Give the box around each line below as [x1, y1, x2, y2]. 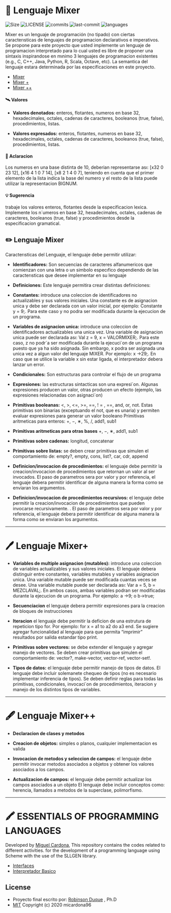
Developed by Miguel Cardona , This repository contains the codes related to [5, 842, 165, 848]
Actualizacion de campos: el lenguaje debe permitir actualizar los [12, 776, 152, 782]
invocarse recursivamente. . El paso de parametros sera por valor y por [12, 506, 162, 512]
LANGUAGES [5, 825, 62, 837]
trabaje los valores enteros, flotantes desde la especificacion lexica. [5, 204, 148, 210]
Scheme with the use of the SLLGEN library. [5, 853, 97, 859]
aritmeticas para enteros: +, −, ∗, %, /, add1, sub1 [12, 418, 117, 425]
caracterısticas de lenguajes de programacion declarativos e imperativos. [5, 37, 159, 43]
